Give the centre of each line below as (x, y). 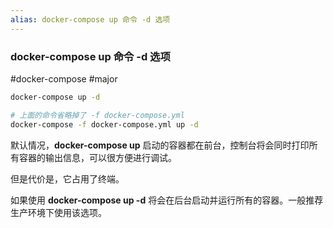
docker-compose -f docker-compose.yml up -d (104, 124)
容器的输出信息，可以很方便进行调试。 (97, 157)
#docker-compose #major (64, 78)
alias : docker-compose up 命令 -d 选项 (90, 19)
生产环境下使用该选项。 (58, 212)
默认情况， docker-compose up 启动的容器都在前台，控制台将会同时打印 (160, 145)
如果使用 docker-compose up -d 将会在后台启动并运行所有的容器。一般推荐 (167, 200)
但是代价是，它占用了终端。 (67, 178)
